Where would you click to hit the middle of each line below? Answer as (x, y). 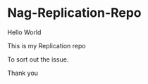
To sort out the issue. (38, 59)
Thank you (23, 73)
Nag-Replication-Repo (75, 13)
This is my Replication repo (47, 45)
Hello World (24, 32)
